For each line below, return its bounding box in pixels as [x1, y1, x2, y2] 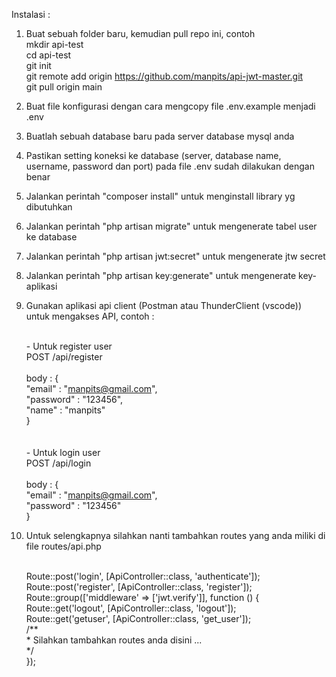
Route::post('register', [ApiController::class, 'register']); [25, 581, 253, 593]
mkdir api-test [25, 39, 84, 50]
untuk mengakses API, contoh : [25, 310, 155, 322]
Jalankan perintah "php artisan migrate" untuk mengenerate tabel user [25, 220, 318, 232]
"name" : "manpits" [25, 404, 106, 416]
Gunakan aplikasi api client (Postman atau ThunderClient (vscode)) [25, 300, 303, 311]
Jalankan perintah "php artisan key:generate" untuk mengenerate [25, 270, 297, 281]
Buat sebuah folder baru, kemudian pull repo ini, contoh [25, 28, 256, 39]
